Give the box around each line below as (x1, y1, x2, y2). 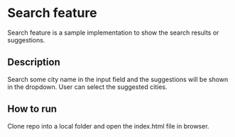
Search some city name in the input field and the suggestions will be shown (7, 75, 229, 83)
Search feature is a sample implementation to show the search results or (7, 28, 219, 37)
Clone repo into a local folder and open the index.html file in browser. (7, 121, 209, 130)
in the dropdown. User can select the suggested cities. (7, 83, 168, 91)
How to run (7, 103, 58, 115)
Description (7, 56, 60, 68)
